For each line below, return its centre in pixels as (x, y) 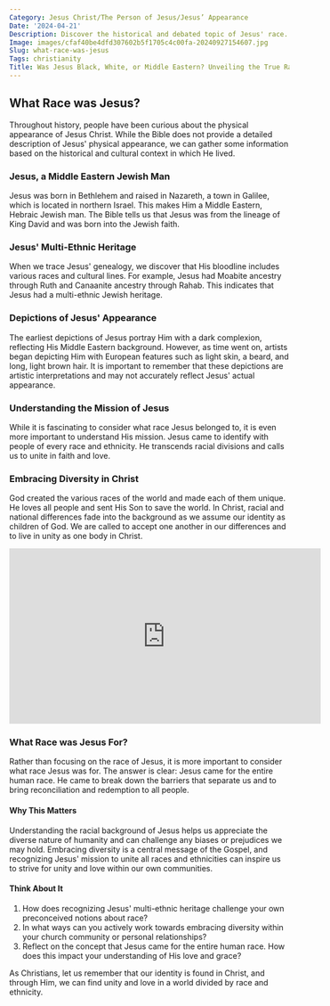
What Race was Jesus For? (68, 742)
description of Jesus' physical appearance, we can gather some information (149, 143)
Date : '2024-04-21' (45, 26)
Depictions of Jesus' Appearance (83, 318)
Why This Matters (43, 811)
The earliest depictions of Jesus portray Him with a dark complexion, (136, 337)
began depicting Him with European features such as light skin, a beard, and (149, 356)
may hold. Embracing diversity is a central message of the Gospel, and (139, 849)
